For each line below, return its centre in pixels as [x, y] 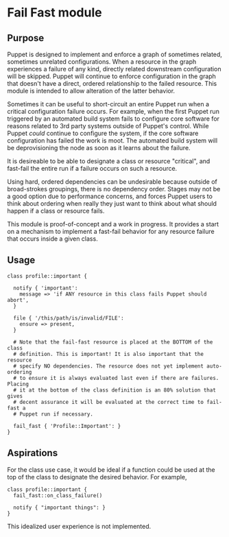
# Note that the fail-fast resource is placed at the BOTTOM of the [113, 342]
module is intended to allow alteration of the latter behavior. [91, 91]
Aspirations [33, 453]
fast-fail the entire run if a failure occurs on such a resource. [92, 168]
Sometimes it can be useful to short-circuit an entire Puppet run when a [108, 104]
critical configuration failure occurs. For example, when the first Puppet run [113, 111]
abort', [18, 300]
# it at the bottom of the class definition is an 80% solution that [114, 390]
